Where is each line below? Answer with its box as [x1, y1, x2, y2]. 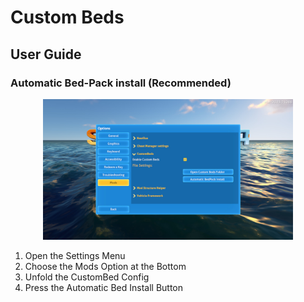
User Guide [10, 46, 82, 63]
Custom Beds [10, 6, 125, 29]
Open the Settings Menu [24, 249, 126, 261]
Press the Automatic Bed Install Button [24, 281, 184, 293]
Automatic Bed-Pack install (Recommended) [10, 76, 232, 90]
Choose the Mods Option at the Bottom [24, 260, 187, 272]
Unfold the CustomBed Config [24, 271, 150, 283]
